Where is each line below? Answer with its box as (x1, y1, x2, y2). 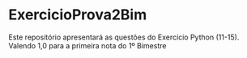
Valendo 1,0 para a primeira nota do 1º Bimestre (8, 40, 167, 50)
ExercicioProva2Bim (8, 6, 147, 24)
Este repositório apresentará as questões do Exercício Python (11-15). (8, 32, 240, 42)
